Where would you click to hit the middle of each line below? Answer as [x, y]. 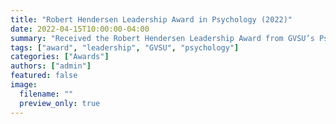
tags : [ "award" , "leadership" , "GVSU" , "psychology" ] [125, 47]
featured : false [44, 76]
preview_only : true [60, 103]
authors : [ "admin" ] [51, 66]
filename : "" [46, 94]
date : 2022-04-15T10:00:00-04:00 [80, 29]
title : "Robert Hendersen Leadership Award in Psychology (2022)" [151, 19]
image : [24, 85]
